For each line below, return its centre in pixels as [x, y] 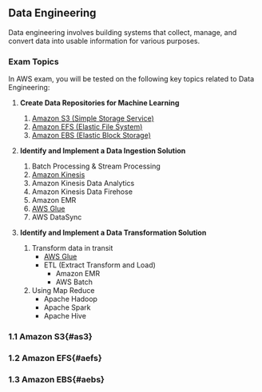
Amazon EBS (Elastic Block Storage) [91, 136]
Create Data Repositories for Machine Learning [99, 103]
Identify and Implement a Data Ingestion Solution [103, 151]
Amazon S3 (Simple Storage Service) [93, 118]
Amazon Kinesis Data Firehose [82, 192]
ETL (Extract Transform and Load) [99, 265]
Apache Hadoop [71, 299]
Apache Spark [67, 307]
